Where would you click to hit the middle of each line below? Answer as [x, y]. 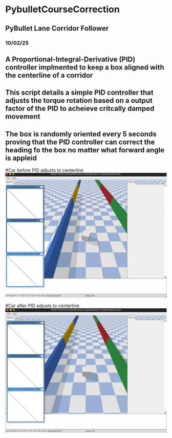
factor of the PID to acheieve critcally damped [80, 109]
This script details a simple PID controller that [79, 93]
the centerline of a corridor [49, 75]
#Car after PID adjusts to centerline [42, 306]
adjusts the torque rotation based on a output [79, 101]
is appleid [21, 158]
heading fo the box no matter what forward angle [85, 150]
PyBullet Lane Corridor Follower [57, 28]
